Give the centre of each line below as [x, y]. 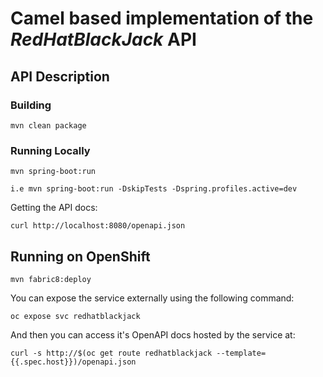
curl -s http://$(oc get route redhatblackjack [111, 353]
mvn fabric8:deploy [51, 279]
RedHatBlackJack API [103, 39]
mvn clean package [48, 125]
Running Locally [50, 150]
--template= [241, 353]
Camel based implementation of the [162, 18]
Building [31, 105]
